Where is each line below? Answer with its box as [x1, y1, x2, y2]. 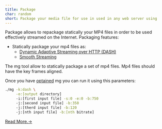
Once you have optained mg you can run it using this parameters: [5, 78, 136, 84]
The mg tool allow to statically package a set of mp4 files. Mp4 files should [5, 63, 155, 69]
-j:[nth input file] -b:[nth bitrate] [16, 110, 95, 115]
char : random [5, 12, 32, 16]
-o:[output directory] [16, 92, 62, 97]
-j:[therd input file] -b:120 [16, 105, 77, 110]
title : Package [5, 7, 36, 12]
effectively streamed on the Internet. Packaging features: [5, 34, 119, 40]
